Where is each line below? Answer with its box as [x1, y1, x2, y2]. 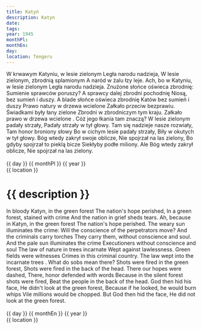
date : [6, 20, 20, 26]
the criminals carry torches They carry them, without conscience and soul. [6, 233, 192, 240]
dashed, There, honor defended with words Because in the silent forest [6, 271, 183, 278]
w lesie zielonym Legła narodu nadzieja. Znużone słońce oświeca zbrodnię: [6, 83, 194, 90]
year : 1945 [6, 31, 34, 37]
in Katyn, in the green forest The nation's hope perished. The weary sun [6, 220, 185, 227]
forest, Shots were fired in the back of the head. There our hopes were [6, 265, 182, 272]
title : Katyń [6, 8, 39, 15]
